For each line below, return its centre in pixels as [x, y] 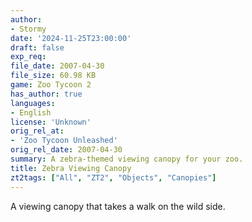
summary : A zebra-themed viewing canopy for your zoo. [127, 159]
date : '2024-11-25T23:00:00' [71, 38]
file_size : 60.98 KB [53, 76]
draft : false [37, 47]
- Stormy [28, 29]
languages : [33, 103]
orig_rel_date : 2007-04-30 [66, 150]
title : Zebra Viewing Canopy [71, 168]
